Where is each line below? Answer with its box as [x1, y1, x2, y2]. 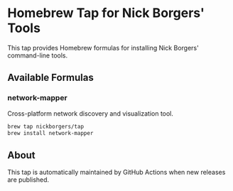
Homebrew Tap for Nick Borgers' [7, 5, 205, 21]
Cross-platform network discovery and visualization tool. [7, 109, 174, 118]
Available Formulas [7, 72, 94, 84]
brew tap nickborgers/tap [7, 123, 84, 130]
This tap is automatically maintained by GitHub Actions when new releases [7, 168, 226, 177]
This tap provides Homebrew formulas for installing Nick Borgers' [7, 43, 199, 52]
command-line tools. [7, 51, 68, 60]
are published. [7, 175, 50, 184]
